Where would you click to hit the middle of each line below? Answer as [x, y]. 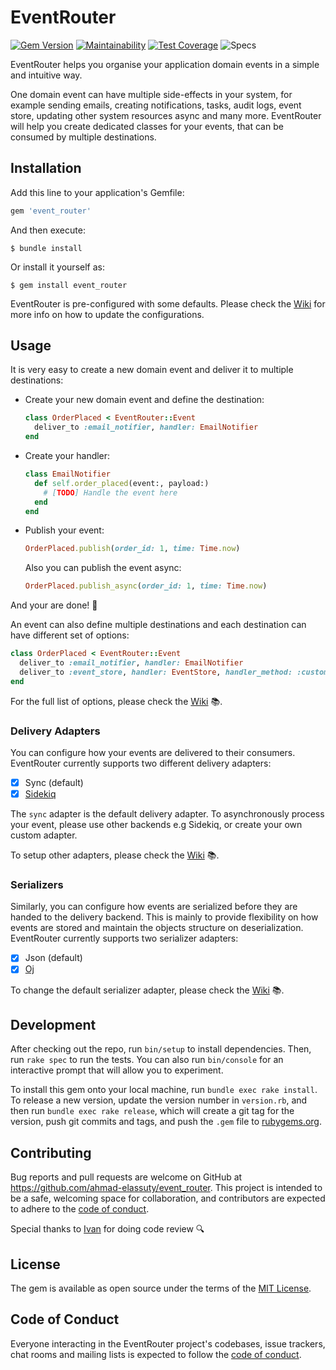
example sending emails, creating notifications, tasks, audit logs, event [156, 105]
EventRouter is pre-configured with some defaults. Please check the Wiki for [168, 303]
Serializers [37, 885]
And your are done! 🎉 [54, 605]
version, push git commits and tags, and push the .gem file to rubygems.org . [166, 1122]
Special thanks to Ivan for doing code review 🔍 [107, 1229]
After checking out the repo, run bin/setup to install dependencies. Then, [161, 1049]
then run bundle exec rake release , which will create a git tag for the [152, 1111]
